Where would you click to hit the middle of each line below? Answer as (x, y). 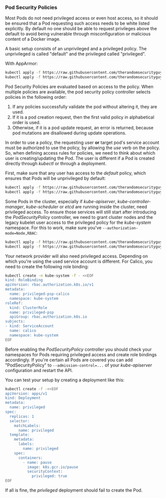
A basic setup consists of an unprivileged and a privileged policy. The (76, 49)
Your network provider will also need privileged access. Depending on (77, 256)
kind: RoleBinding (24, 280)
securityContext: (45, 472)
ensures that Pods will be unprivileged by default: (56, 178)
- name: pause (37, 462)
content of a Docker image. (33, 39)
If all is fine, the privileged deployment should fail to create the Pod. (74, 490)
